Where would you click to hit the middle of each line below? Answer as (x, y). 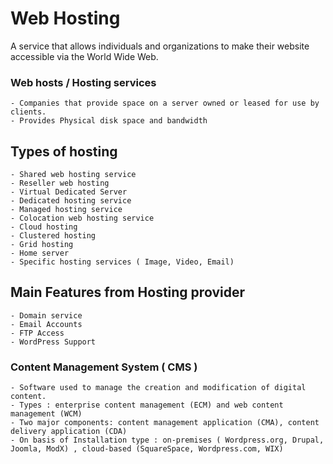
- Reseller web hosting (60, 183)
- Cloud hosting (44, 227)
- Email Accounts (46, 324)
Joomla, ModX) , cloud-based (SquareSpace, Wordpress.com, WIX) (147, 449)
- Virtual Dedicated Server (69, 192)
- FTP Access (37, 333)
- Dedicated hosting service (71, 201)
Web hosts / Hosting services (83, 82)
